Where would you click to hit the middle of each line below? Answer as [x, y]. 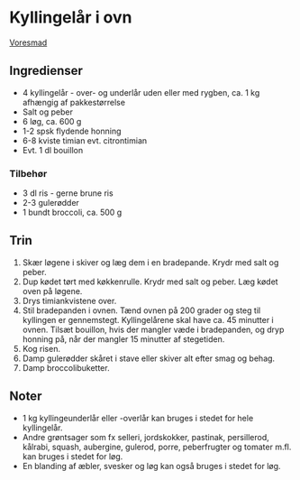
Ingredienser [46, 71]
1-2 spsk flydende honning [72, 131]
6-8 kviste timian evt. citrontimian [85, 140]
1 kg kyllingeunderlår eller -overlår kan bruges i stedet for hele [138, 418]
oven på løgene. [52, 291]
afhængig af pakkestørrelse [74, 102]
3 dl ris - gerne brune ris [68, 193]
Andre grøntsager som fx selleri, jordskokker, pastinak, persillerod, [146, 437]
